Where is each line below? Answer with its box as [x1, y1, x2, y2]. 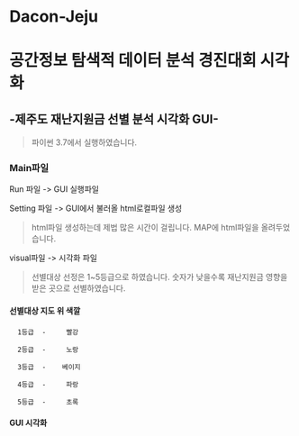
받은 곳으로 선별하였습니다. [31, 283, 126, 294]
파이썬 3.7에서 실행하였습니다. [31, 137, 138, 148]
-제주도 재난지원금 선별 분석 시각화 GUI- [9, 111, 219, 127]
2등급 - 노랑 [17, 345, 79, 354]
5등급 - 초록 [17, 397, 79, 406]
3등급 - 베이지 [17, 362, 81, 371]
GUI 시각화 [9, 417, 48, 429]
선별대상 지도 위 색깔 [9, 305, 81, 316]
